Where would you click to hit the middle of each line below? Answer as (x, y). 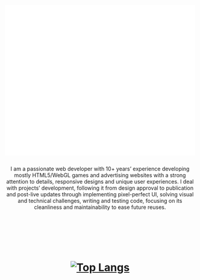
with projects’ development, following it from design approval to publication (100, 188)
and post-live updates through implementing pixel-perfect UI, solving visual (100, 194)
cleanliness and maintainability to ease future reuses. (100, 207)
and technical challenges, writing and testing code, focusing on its (100, 201)
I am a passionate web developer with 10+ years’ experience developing (100, 169)
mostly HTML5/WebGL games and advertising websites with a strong (100, 175)
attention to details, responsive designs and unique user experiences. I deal (100, 181)
